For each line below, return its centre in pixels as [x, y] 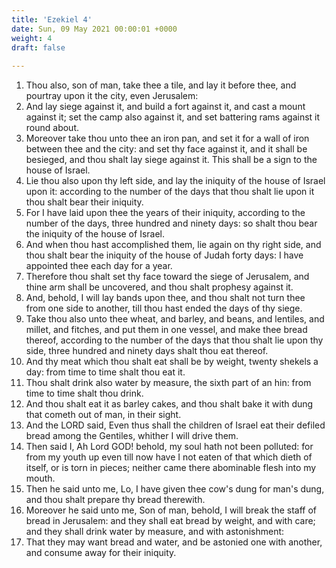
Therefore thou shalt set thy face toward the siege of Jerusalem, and [167, 277]
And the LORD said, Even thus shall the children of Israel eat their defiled [175, 425]
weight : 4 [32, 38]
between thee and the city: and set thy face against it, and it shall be [166, 149]
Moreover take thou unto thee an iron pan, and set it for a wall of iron [167, 138]
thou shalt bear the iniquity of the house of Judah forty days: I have [164, 255]
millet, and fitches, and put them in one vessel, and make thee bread [166, 330]
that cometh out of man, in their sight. [103, 415]
